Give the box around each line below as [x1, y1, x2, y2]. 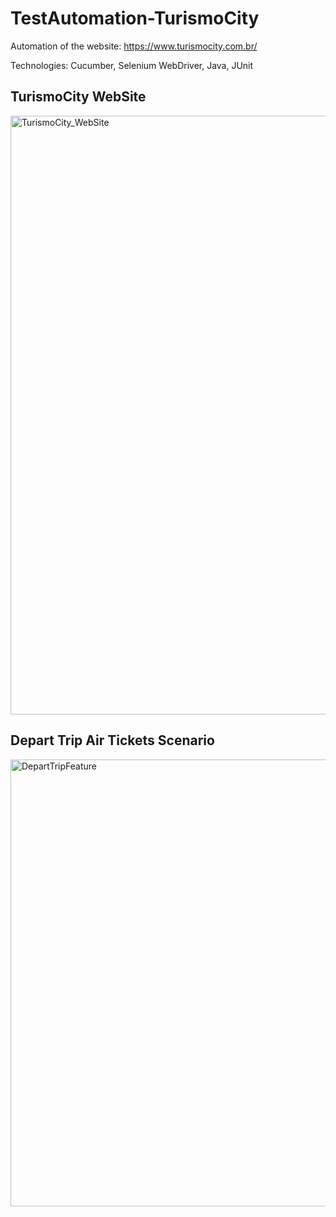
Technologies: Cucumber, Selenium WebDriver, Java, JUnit [10, 59, 254, 71]
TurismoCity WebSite [10, 88, 147, 106]
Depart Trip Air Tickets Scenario [10, 732, 215, 749]
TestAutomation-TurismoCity [10, 7, 260, 30]
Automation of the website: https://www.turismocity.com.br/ [10, 40, 258, 52]
